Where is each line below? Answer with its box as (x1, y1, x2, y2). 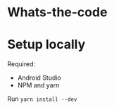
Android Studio (17, 73, 61, 82)
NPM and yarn (17, 81, 60, 90)
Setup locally (7, 37, 86, 53)
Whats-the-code (7, 4, 108, 20)
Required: (7, 60, 36, 68)
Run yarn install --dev (7, 94, 77, 103)
